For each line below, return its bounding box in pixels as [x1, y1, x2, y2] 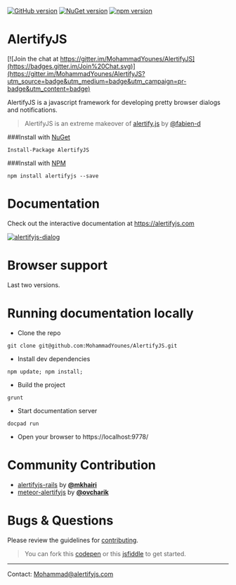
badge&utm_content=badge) [7, 84, 91, 93]
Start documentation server [17, 406, 98, 415]
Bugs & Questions [7, 512, 114, 528]
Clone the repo [17, 328, 61, 337]
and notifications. [7, 106, 58, 114]
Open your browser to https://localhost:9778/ [17, 432, 149, 441]
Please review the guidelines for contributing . [7, 536, 139, 544]
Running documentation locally [7, 306, 195, 321]
